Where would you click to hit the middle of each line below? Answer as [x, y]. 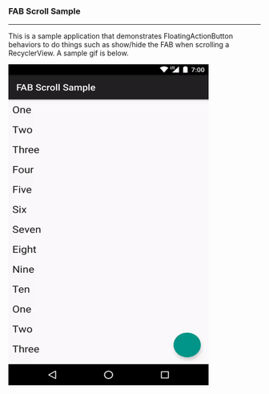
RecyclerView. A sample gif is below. [69, 53]
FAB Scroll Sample [45, 11]
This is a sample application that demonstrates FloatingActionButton [121, 36]
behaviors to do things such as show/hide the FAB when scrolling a [119, 45]
